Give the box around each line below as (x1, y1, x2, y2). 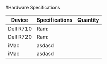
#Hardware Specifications (5, 5, 60, 10)
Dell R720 (8, 33, 32, 40)
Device (11, 16, 29, 24)
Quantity (77, 16, 99, 24)
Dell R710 (8, 25, 32, 32)
